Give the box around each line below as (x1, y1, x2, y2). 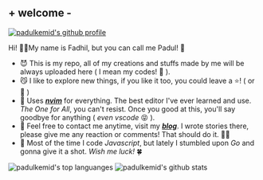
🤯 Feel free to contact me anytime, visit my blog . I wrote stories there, (19, 121, 249, 131)
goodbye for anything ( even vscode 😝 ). (19, 112, 155, 122)
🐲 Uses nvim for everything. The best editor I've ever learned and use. (19, 96, 252, 105)
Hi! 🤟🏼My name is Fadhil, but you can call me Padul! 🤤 (8, 43, 186, 53)
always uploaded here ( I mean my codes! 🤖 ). (19, 67, 171, 76)
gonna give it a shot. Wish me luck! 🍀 (19, 147, 143, 156)
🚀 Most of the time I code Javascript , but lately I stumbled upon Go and (19, 138, 255, 147)
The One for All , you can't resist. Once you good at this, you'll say (19, 104, 236, 114)
